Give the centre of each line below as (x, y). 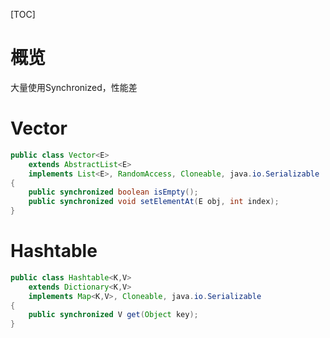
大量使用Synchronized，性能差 (74, 87)
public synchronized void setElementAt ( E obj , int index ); (154, 202)
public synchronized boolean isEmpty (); (113, 192)
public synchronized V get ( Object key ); (113, 315)
